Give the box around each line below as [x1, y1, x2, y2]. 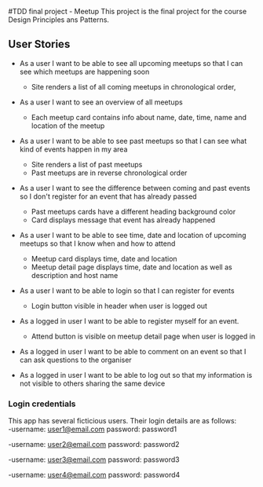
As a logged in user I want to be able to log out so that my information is [19, 370, 253, 379]
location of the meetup [31, 121, 105, 130]
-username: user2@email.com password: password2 [8, 440, 180, 449]
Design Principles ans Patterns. [8, 15, 110, 24]
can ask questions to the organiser [19, 355, 132, 364]
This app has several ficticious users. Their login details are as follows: [8, 416, 237, 426]
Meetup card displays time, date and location [31, 254, 178, 263]
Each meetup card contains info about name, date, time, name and [31, 112, 247, 122]
